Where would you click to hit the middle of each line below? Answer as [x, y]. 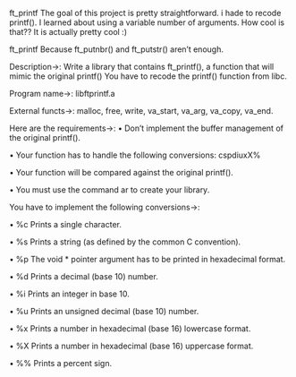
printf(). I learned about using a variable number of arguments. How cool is [147, 22]
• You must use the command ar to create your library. [110, 190]
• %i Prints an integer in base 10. [69, 294]
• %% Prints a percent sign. [61, 363]
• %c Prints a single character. [66, 224]
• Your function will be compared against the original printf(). [122, 172]
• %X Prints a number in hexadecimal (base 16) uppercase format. [131, 346]
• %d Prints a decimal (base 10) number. [84, 276]
